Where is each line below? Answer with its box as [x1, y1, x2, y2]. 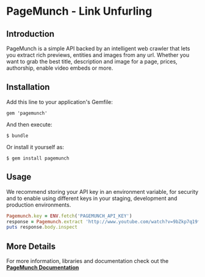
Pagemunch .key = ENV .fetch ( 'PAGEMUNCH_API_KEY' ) [6, 213, 132, 219]
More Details [6, 241, 56, 251]
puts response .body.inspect [6, 224, 78, 231]
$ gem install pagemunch [6, 155, 70, 161]
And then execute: [6, 120, 52, 128]
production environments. [6, 201, 71, 209]
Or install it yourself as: [6, 143, 64, 150]
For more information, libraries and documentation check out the [6, 257, 169, 265]
